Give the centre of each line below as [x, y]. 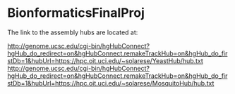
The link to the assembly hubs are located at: [73, 32]
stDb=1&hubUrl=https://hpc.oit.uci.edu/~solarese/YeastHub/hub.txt [105, 60]
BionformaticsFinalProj [76, 13]
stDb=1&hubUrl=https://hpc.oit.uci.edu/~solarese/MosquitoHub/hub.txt [111, 83]
